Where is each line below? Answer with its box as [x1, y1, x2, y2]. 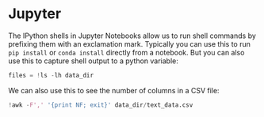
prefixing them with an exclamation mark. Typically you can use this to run [8, 39, 251, 48]
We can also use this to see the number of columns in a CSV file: [8, 85, 220, 95]
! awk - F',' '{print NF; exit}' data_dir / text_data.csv [8, 100, 193, 109]
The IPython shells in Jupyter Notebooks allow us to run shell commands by [8, 31, 256, 40]
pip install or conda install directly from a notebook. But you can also [8, 47, 245, 57]
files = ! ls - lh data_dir [8, 71, 94, 79]
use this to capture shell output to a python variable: [8, 56, 178, 66]
